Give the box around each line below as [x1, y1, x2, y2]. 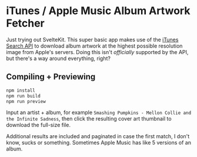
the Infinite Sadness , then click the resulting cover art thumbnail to [6, 115, 172, 122]
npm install [6, 87, 35, 93]
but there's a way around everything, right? [6, 55, 111, 62]
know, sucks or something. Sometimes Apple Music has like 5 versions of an [6, 139, 191, 146]
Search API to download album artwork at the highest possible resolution [6, 42, 183, 49]
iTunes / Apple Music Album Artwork [6, 4, 191, 18]
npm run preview [6, 98, 46, 104]
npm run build [6, 93, 41, 99]
